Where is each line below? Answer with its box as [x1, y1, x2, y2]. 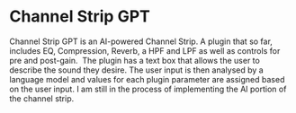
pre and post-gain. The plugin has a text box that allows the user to [9, 55, 261, 65]
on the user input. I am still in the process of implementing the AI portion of [9, 83, 287, 94]
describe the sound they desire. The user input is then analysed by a [9, 65, 264, 75]
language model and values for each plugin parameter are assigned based [9, 74, 285, 84]
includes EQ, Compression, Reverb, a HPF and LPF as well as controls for [9, 45, 281, 56]
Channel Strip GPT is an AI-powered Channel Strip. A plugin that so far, [9, 36, 273, 47]
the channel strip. [9, 92, 75, 104]
